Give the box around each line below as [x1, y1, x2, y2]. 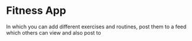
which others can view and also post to [6, 29, 101, 36]
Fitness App [6, 4, 67, 17]
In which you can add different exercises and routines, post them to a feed [6, 23, 187, 30]
